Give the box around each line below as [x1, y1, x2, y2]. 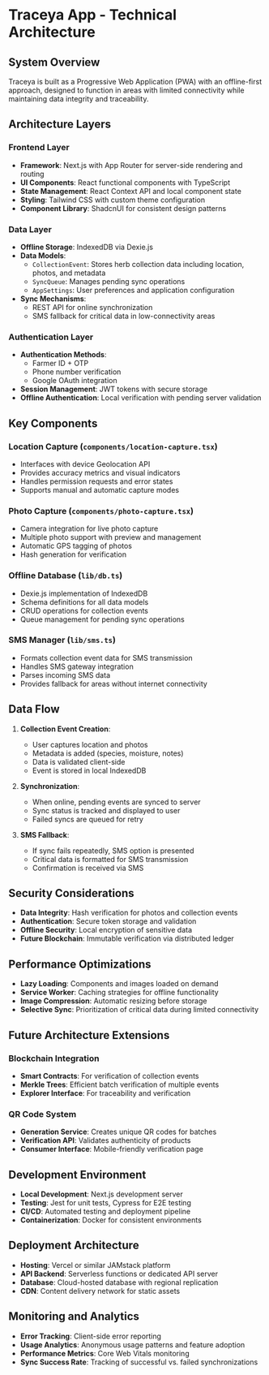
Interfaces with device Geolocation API [19, 459, 151, 468]
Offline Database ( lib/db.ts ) [8, 570, 123, 581]
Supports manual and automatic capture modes [19, 485, 180, 494]
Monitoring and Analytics [8, 1309, 140, 1324]
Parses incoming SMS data [19, 670, 111, 679]
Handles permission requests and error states [19, 476, 173, 486]
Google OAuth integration [32, 376, 117, 386]
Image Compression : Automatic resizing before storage [19, 996, 207, 1006]
